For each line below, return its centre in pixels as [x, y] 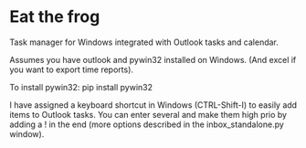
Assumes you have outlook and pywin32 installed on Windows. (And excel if [153, 59]
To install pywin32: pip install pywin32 [81, 87]
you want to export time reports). [72, 69]
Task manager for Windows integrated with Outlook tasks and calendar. [144, 42]
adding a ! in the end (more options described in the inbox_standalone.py [147, 124]
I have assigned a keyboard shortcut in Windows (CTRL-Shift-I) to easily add [153, 105]
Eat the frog [55, 17]
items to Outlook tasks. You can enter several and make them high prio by [148, 114]
